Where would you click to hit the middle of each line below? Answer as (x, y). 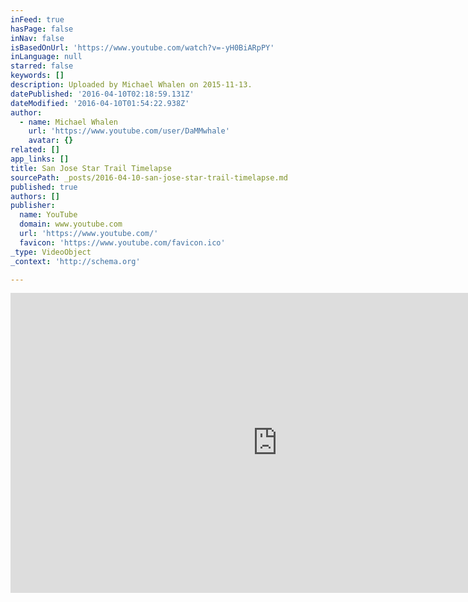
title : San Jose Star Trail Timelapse (91, 168)
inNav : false (37, 38)
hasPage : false (42, 29)
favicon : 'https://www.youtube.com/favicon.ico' (122, 242)
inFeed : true (37, 19)
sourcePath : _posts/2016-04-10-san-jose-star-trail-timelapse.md (149, 177)
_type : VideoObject (51, 252)
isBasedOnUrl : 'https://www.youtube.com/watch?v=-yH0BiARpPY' (142, 47)
